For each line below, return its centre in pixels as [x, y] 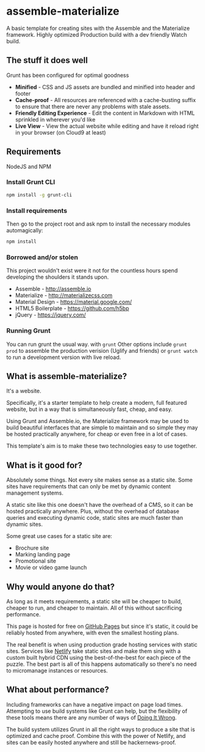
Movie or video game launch [51, 567]
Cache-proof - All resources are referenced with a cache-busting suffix [106, 100]
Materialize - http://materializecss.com [64, 295]
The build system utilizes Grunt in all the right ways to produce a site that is [101, 729]
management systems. [35, 493]
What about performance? [58, 690]
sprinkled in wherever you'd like [55, 119]
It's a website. [24, 391]
